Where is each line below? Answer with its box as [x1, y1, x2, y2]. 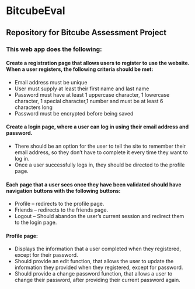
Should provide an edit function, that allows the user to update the [14, 258, 174, 265]
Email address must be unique [14, 79, 88, 86]
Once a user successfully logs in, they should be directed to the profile [14, 161, 185, 168]
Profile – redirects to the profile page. [14, 200, 105, 208]
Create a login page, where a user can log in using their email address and [6, 123, 189, 130]
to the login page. [14, 219, 57, 226]
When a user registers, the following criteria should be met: [6, 66, 154, 73]
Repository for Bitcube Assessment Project [6, 28, 167, 38]
